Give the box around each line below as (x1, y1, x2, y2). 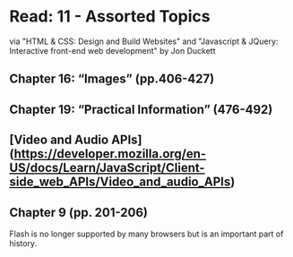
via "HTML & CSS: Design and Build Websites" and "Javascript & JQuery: (9, 36, 279, 47)
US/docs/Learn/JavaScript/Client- (9, 160, 205, 176)
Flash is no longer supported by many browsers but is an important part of (9, 228, 284, 239)
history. (9, 237, 38, 248)
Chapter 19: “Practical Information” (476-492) (9, 101, 273, 117)
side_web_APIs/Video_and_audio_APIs (9, 175, 231, 190)
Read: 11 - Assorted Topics (9, 6, 211, 27)
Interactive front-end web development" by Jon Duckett (9, 45, 216, 56)
